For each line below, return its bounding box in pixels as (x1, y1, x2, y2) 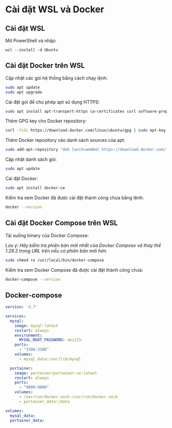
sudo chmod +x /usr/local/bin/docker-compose (5, 258, 104, 263)
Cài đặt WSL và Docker (5, 4, 104, 15)
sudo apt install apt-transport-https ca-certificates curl (5, 109, 137, 114)
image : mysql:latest (14, 323, 58, 328)
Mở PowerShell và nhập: (5, 37, 57, 44)
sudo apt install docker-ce (5, 185, 66, 190)
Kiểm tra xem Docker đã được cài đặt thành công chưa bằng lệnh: (5, 195, 144, 201)
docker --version (5, 204, 42, 209)
